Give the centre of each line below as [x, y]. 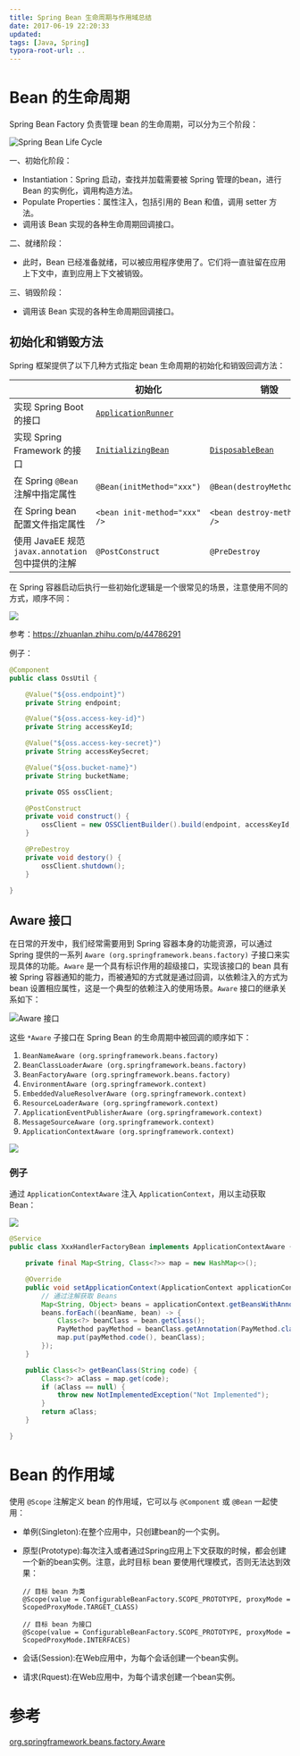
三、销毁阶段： [37, 292]
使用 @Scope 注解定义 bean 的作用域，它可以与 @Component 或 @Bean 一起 [140, 1501]
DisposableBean [242, 450]
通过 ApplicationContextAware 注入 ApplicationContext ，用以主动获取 [137, 1194]
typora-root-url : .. [48, 51]
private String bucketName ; [77, 776]
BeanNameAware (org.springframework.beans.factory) [120, 1056]
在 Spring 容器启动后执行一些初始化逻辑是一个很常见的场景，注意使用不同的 [149, 587]
